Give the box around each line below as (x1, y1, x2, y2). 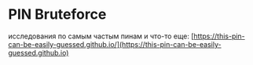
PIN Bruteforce (8, 5, 107, 23)
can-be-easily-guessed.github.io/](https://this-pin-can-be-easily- (8, 39, 222, 49)
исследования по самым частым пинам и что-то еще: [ (8, 31, 194, 41)
